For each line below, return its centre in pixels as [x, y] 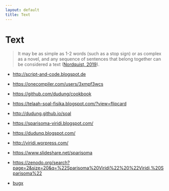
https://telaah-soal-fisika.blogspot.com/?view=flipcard [70, 104]
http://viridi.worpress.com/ [40, 143]
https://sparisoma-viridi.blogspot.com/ [53, 123]
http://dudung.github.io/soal [42, 113]
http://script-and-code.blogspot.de [49, 74]
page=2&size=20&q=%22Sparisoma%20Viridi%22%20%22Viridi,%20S [88, 168]
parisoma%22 [27, 173]
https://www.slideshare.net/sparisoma [52, 153]
